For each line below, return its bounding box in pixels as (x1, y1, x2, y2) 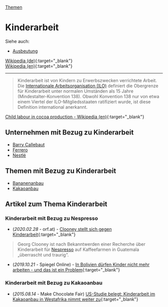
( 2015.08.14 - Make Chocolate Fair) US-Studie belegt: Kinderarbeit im (12, 290, 155, 297)
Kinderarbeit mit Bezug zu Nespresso (5, 215, 98, 222)
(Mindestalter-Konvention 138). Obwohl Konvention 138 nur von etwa (17, 93, 159, 99)
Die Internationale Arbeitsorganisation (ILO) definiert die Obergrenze (17, 83, 158, 89)
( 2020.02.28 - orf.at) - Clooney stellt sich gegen (12, 226, 112, 232)
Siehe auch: (5, 38, 30, 44)
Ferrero (12, 147, 28, 153)
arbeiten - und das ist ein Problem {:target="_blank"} (12, 267, 120, 273)
